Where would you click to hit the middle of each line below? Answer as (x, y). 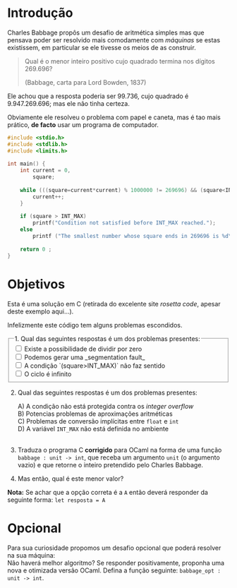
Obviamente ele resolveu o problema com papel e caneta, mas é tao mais (114, 117)
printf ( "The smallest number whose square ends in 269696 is (126, 236)
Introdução (40, 13)
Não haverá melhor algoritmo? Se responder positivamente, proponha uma (116, 563)
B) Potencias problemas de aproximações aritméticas (95, 414)
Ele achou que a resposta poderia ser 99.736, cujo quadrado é (98, 96)
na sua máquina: (31, 556)
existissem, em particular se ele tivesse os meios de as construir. (102, 47)
